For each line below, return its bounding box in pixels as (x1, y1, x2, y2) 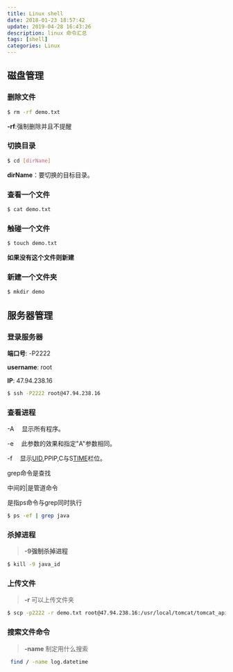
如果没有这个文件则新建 (7, 253, 74, 262)
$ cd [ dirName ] (7, 157, 51, 164)
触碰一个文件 (7, 224, 51, 233)
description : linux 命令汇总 (7, 29, 87, 37)
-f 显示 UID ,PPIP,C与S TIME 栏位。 (7, 454, 106, 462)
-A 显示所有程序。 (7, 425, 64, 433)
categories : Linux (7, 42, 60, 49)
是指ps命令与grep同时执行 (7, 498, 83, 507)
